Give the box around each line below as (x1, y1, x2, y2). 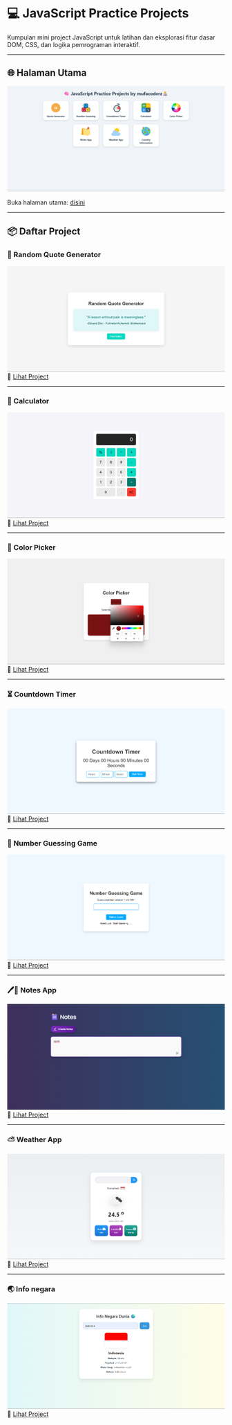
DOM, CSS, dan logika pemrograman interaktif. (7, 40, 140, 49)
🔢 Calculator (7, 396, 50, 405)
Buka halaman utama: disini (7, 198, 85, 207)
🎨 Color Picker (7, 543, 56, 552)
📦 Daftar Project (7, 226, 81, 238)
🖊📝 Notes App (7, 985, 57, 995)
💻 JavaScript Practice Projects (7, 6, 189, 21)
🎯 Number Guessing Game (7, 838, 98, 848)
